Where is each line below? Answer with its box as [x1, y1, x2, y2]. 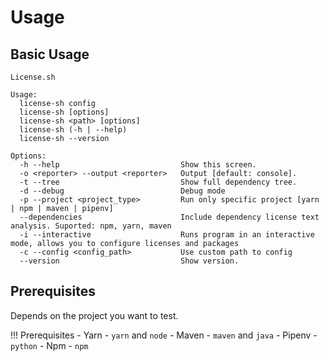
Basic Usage [10, 46, 90, 63]
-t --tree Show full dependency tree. [19, 177, 298, 187]
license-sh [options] [19, 107, 110, 117]
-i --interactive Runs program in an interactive [19, 230, 315, 240]
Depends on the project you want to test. [10, 309, 179, 321]
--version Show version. [19, 256, 240, 266]
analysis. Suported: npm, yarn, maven [10, 221, 172, 231]
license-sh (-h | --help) [19, 125, 128, 135]
